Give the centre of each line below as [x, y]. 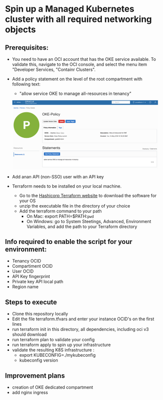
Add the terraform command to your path [60, 211]
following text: [26, 84]
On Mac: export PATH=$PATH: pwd [60, 216]
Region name [25, 287]
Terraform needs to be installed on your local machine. [67, 186]
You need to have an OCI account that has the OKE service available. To [84, 59]
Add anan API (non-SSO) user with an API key [58, 176]
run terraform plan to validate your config [53, 340]
